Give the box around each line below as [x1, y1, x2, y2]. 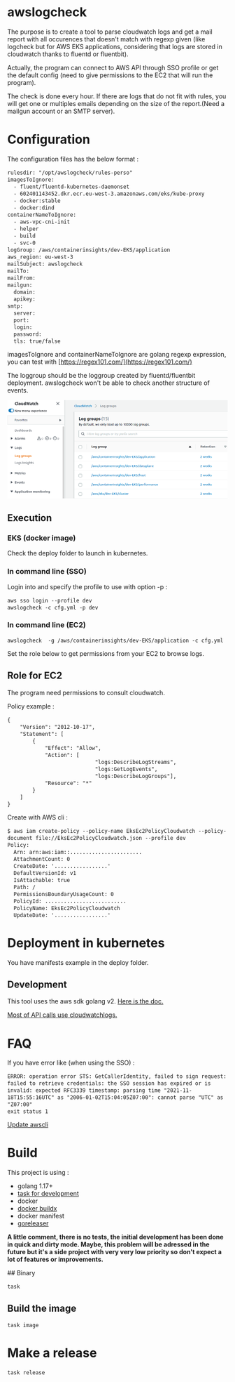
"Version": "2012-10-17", [20, 723, 96, 730]
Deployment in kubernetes [7, 935, 165, 951]
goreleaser [17, 1219, 49, 1228]
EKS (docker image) [7, 533, 76, 543]
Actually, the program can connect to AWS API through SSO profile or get [7, 63, 219, 72]
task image [7, 1322, 39, 1329]
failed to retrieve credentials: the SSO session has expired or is [7, 1080, 211, 1087]
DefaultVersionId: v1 [13, 869, 77, 876]
